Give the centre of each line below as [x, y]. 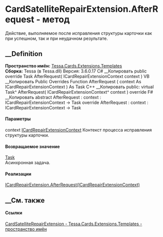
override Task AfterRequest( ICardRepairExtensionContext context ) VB [77, 76]
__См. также [25, 200]
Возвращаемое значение [33, 146]
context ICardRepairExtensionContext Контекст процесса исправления [79, 130]
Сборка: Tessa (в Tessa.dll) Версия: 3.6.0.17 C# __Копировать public [76, 71]
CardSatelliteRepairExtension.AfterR [82, 9]
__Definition [24, 54]
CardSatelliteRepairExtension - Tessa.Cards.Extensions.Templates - [74, 224]
